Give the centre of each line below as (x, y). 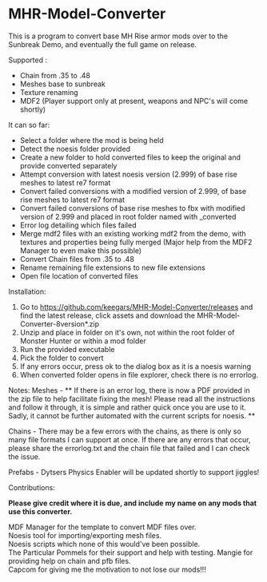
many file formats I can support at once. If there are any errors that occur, (130, 439)
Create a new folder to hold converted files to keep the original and (130, 157)
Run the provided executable (67, 349)
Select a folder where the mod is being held (92, 140)
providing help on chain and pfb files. (70, 560)
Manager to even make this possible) (81, 250)
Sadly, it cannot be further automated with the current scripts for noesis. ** (132, 415)
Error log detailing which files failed (78, 225)
